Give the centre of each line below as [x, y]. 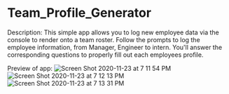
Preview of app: [30, 68]
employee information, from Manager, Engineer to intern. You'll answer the [115, 47]
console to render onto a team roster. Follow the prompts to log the [104, 39]
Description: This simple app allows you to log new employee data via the [113, 32]
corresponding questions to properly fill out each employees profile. [105, 55]
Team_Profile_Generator [79, 13]
